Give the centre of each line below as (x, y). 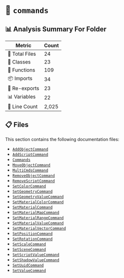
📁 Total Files (22, 54)
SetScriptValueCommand (36, 255)
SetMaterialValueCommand (38, 223)
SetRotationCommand (32, 239)
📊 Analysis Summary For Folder (56, 29)
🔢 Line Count (23, 106)
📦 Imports (20, 78)
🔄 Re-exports (24, 88)
